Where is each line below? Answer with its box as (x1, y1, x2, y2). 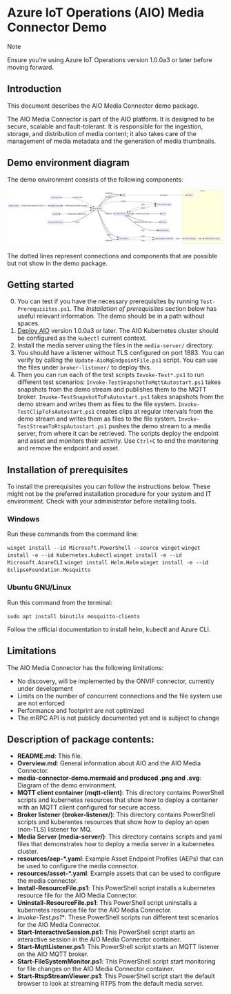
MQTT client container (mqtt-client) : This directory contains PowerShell (17, 789, 225, 797)
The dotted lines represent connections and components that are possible (7, 251, 218, 260)
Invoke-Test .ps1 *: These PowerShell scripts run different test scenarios (17, 913, 219, 921)
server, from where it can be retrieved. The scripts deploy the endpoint (17, 430, 219, 438)
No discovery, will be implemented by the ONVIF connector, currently (17, 677, 214, 685)
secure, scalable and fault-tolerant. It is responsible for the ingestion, (7, 122, 203, 131)
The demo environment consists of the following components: (7, 175, 184, 184)
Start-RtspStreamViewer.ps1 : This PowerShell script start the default (17, 972, 215, 980)
